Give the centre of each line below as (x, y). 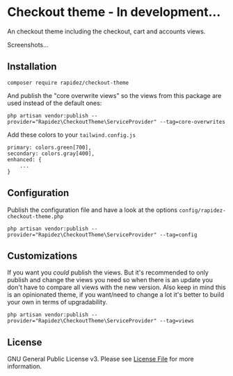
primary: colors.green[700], (49, 147)
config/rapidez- (202, 210)
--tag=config (178, 235)
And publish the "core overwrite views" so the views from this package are (114, 95)
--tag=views (177, 321)
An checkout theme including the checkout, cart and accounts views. (106, 31)
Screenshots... (28, 44)
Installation (32, 67)
